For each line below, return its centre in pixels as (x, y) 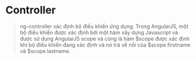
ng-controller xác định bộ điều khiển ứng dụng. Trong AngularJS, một (104, 26)
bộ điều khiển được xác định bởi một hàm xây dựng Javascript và (99, 32)
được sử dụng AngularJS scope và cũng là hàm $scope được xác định (105, 38)
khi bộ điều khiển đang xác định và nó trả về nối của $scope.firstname (105, 45)
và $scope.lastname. (45, 51)
